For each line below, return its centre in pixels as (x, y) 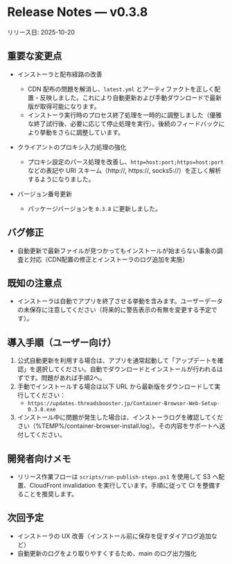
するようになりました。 (61, 179)
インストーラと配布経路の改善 (60, 74)
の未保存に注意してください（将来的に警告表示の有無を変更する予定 (114, 310)
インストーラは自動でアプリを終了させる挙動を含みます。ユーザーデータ (120, 301)
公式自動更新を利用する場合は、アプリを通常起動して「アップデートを (117, 361)
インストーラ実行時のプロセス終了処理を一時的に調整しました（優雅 (125, 114)
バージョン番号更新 (45, 194)
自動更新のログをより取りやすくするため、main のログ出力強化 (107, 553)
